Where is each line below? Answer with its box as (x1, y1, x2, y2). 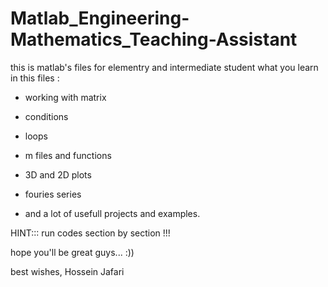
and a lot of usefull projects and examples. (24, 207, 201, 219)
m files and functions (24, 149, 112, 161)
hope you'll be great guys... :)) (10, 246, 135, 258)
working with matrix (24, 91, 107, 103)
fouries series (24, 188, 82, 200)
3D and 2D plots (24, 168, 92, 181)
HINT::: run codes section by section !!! (10, 227, 171, 239)
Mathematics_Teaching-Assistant (10, 28, 298, 51)
